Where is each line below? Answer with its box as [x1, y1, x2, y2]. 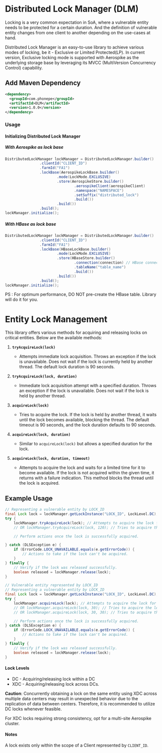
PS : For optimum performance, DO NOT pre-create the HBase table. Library [5, 292, 157, 298]
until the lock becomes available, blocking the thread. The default [19, 417, 149, 423]
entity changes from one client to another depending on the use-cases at [5, 30, 151, 35]
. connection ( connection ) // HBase [74, 260, 144, 265]
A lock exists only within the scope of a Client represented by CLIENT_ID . [5, 742, 148, 748]
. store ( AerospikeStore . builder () [56, 179, 124, 184]
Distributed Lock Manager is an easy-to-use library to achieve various [5, 44, 144, 50]
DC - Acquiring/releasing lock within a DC [12, 676, 95, 682]
